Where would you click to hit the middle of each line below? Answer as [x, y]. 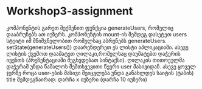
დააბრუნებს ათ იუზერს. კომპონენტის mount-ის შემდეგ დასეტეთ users [97, 34]
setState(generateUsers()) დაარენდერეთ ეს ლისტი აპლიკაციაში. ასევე [97, 47]
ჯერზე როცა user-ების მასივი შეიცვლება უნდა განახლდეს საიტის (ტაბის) [100, 73]
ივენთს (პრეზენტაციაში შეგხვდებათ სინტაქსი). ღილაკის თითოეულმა [96, 60]
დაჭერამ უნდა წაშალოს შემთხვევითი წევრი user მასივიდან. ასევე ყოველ [101, 66]
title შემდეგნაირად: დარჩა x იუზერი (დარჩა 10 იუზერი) [77, 79]
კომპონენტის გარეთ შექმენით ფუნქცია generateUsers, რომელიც [90, 28]
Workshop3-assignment [70, 11]
